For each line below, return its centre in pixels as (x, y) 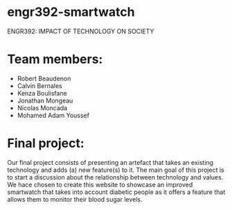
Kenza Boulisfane (42, 93)
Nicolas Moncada (42, 107)
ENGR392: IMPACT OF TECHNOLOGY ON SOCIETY (81, 31)
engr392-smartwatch (71, 12)
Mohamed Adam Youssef (53, 115)
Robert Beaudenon (44, 78)
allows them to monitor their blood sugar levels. (75, 199)
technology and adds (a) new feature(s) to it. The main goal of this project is (116, 170)
